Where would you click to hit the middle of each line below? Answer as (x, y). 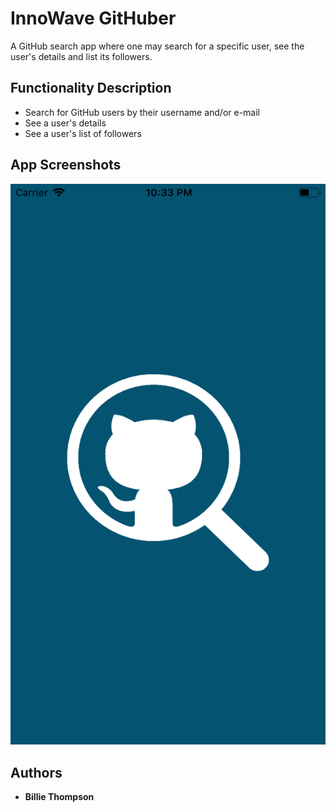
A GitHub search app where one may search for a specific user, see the (157, 46)
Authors (36, 772)
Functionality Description (91, 88)
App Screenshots (66, 165)
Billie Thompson (59, 796)
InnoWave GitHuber (93, 18)
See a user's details (65, 123)
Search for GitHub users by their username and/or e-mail (142, 112)
